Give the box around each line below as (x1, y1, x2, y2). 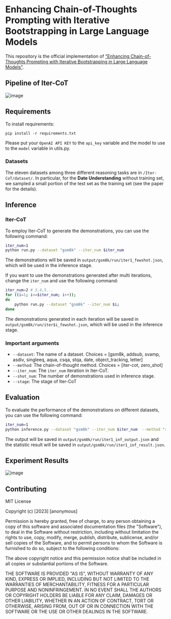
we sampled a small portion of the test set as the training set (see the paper (5, 180, 164, 186)
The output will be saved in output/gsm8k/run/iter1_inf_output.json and (5, 436, 159, 442)
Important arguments (5, 339, 60, 346)
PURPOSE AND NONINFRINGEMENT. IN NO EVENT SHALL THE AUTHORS (5, 587, 162, 593)
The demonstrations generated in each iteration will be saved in (5, 316, 139, 322)
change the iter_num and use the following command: (5, 278, 119, 284)
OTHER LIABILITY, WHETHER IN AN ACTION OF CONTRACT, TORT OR (5, 598, 154, 604)
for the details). (5, 186, 37, 192)
